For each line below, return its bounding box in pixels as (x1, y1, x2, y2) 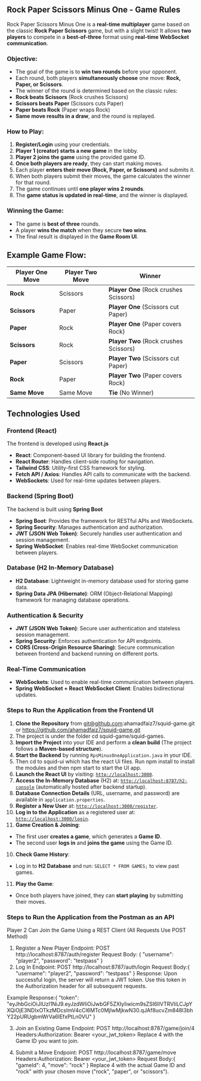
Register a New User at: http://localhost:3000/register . (15, 802, 158, 809)
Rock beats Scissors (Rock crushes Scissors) (15, 94, 129, 101)
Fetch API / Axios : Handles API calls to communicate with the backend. (15, 471, 191, 478)
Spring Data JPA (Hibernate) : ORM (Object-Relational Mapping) (15, 590, 173, 597)
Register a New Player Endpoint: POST (15, 944, 110, 951)
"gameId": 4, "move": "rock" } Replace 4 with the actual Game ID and (15, 1061, 185, 1068)
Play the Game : (15, 880, 54, 887)
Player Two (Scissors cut (108, 354, 180, 362)
